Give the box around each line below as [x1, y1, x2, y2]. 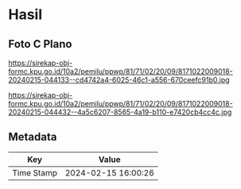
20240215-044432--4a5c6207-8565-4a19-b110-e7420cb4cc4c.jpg [8, 107, 232, 117]
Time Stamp [12, 167, 58, 178]
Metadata [8, 130, 57, 144]
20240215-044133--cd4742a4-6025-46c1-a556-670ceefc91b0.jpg [8, 75, 230, 84]
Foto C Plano [8, 37, 72, 51]
